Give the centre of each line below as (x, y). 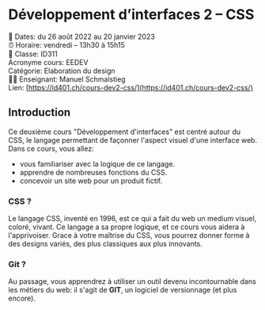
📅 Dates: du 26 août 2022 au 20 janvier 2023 (82, 36)
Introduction (40, 113)
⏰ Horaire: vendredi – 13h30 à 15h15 (66, 44)
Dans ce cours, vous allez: (51, 148)
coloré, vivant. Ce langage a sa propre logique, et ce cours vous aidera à (127, 227)
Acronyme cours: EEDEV (48, 62)
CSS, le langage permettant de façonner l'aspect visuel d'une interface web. (133, 140)
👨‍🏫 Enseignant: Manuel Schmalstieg (67, 79)
